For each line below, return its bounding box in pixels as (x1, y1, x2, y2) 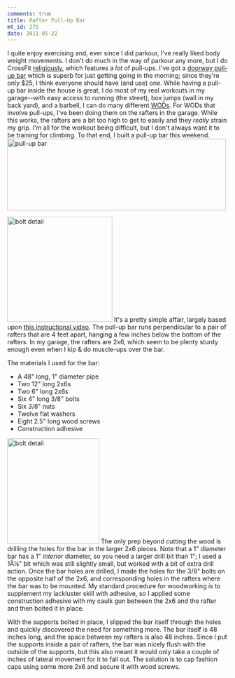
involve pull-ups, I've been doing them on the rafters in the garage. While (7, 109, 218, 117)
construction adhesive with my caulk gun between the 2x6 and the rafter (7, 597, 217, 605)
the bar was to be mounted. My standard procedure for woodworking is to (7, 582, 221, 590)
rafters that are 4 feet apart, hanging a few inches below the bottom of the (7, 330, 222, 339)
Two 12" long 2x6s (17, 380, 71, 388)
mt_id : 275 (7, 23, 39, 30)
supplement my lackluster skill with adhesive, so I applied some (7, 590, 190, 598)
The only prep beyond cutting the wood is (100, 537, 222, 545)
